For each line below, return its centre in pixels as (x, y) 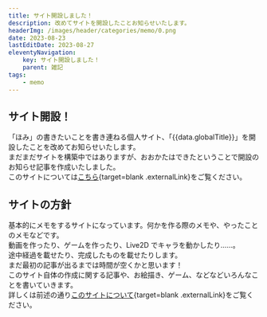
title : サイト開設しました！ (51, 16)
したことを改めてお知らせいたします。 (77, 147)
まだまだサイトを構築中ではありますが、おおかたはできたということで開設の (134, 157)
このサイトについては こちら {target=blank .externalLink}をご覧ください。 (128, 177)
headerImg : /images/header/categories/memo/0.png (92, 30)
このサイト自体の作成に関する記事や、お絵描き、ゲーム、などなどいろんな (130, 275)
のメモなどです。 (36, 235)
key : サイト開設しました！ (61, 61)
